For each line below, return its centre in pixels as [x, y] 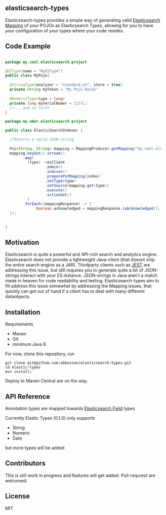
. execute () [56, 190]
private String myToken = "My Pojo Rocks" [54, 89]
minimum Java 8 [29, 344]
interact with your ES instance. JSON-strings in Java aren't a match [89, 275]
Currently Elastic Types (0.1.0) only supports [50, 418]
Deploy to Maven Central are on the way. [46, 381]
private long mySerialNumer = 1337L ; [48, 103]
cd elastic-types [23, 367]
